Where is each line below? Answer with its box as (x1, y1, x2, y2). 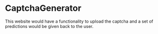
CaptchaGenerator (5, 3, 82, 14)
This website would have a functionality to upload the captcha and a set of (5, 18, 154, 24)
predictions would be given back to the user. (5, 23, 94, 29)
